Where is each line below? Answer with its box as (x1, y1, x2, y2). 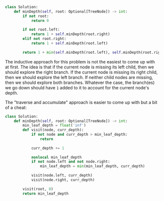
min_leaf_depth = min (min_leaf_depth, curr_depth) (40, 164, 145, 169)
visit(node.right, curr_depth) (31, 177, 95, 182)
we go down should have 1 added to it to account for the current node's (5, 84, 149, 90)
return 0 (31, 18, 49, 23)
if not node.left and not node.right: (31, 159, 110, 164)
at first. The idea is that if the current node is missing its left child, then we (5, 64, 154, 70)
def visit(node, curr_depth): (22, 127, 84, 133)
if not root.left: (22, 27, 60, 32)
